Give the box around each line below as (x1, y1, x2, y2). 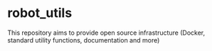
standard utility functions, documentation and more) (7, 35, 160, 44)
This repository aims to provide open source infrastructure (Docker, (7, 28, 205, 37)
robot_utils (7, 5, 73, 21)
